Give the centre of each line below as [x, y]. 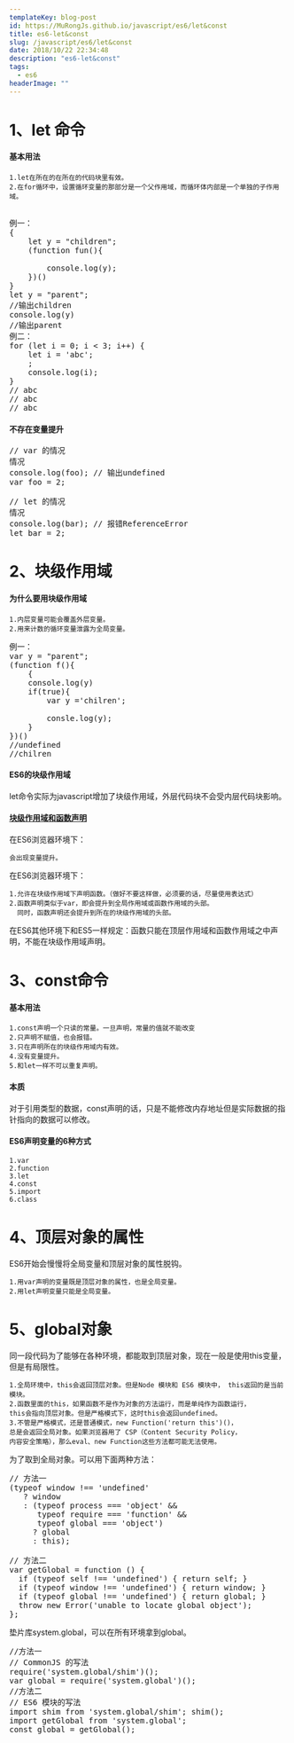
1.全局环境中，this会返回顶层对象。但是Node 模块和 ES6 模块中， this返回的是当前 [147, 1385]
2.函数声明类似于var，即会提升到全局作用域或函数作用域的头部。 [112, 904]
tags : [19, 67]
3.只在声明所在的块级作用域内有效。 [66, 1048]
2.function [29, 1168]
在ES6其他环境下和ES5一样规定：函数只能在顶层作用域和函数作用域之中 [140, 930]
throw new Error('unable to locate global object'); [135, 1605]
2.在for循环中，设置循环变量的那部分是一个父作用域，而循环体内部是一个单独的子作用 [144, 187]
